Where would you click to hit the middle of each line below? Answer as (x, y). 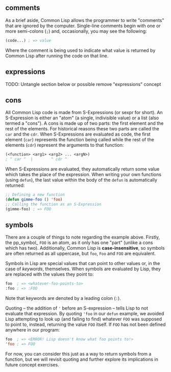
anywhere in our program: (33, 330)
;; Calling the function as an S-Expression (53, 204)
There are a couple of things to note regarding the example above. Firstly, (83, 237)
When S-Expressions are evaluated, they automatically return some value (82, 169)
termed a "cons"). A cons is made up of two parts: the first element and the (84, 123)
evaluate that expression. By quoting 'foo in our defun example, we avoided (85, 314)
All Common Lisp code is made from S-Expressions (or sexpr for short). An (84, 113)
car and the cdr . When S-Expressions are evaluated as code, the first (78, 134)
